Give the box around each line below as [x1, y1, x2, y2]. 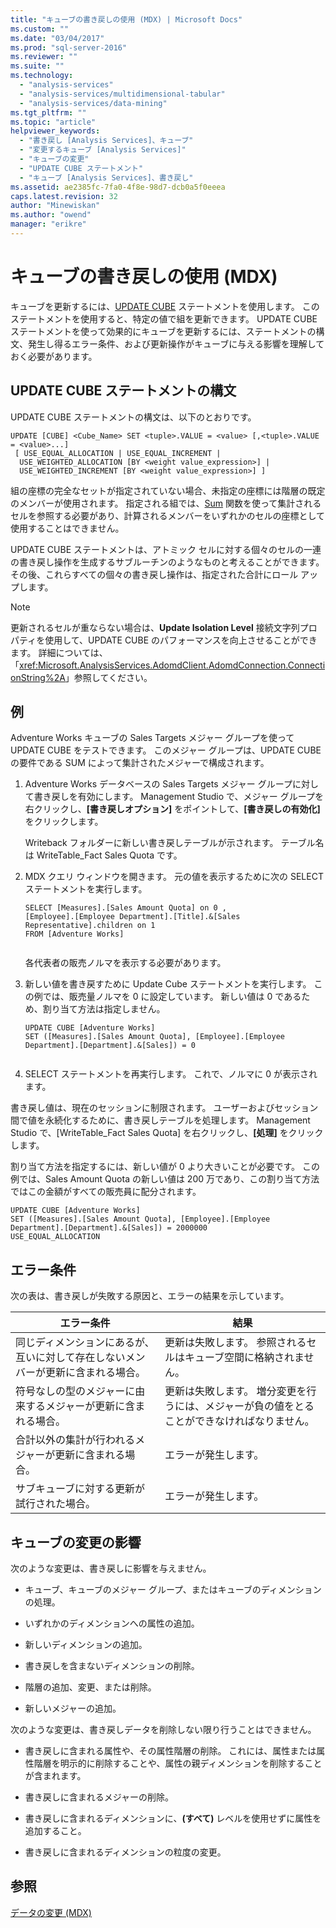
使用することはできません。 [10, 522, 125, 534]
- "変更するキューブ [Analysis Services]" [19, 145, 187, 155]
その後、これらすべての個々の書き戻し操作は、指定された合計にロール [10, 568, 299, 580]
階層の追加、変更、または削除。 [24, 1681, 157, 1693]
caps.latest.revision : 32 [10, 191, 118, 201]
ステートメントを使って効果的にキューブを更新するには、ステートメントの [10, 325, 317, 337]
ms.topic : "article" [10, 117, 97, 127]
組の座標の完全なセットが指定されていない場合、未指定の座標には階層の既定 [10, 484, 326, 496]
